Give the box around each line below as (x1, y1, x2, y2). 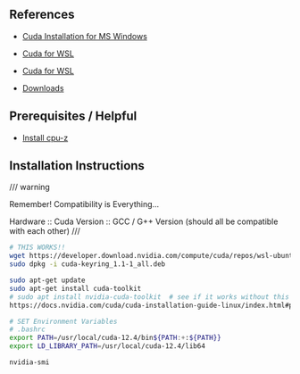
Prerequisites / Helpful (9, 109, 137, 124)
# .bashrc (9, 325, 46, 334)
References (9, 7, 75, 22)
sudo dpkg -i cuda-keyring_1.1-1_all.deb (9, 260, 166, 269)
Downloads (21, 82, 64, 93)
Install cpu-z (21, 132, 69, 143)
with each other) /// (9, 226, 80, 237)
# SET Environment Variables (9, 317, 118, 326)
